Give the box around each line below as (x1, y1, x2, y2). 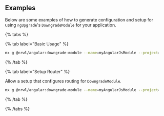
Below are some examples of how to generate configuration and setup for (5, 17, 154, 22)
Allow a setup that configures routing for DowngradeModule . (5, 78, 122, 84)
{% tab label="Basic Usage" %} (5, 41, 69, 47)
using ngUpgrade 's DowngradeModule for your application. (5, 22, 116, 28)
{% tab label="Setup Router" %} (5, 68, 70, 75)
